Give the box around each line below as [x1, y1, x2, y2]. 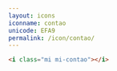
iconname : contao [8, 19, 67, 27]
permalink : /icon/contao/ [8, 34, 95, 42]
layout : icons [8, 11, 56, 20]
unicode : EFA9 [8, 26, 56, 34]
